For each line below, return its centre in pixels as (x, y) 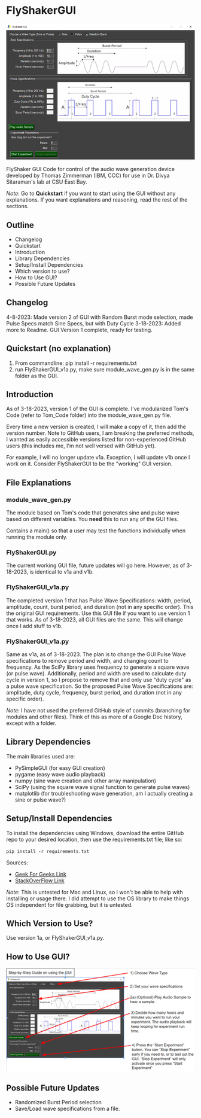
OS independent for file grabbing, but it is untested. (69, 904)
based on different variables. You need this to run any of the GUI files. (92, 519)
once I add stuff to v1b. (34, 626)
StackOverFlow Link (39, 881)
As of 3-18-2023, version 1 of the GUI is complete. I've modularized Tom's (97, 409)
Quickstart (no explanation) (59, 348)
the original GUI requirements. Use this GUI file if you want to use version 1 (98, 613)
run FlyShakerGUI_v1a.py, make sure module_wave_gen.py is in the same (105, 369)
